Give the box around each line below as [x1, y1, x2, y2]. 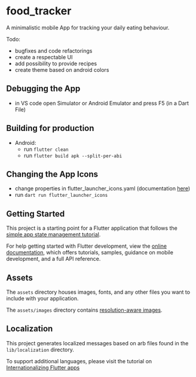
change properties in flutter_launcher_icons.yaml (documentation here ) [14, 185, 191, 192]
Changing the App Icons [6, 169, 99, 179]
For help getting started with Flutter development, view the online [6, 242, 167, 250]
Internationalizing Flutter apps [6, 364, 80, 371]
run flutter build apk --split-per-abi [23, 151, 122, 159]
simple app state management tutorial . [6, 231, 101, 238]
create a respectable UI [14, 53, 73, 60]
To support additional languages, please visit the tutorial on [6, 357, 152, 364]
